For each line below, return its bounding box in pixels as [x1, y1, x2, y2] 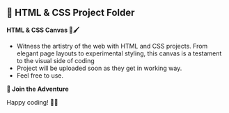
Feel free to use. [16, 71, 64, 80]
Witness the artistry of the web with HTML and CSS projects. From [16, 42, 208, 50]
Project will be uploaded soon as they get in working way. [16, 64, 182, 72]
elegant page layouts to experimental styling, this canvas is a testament [16, 49, 222, 58]
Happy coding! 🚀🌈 [6, 98, 58, 106]
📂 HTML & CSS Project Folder [6, 7, 135, 19]
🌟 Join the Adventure [6, 85, 69, 93]
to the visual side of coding [16, 56, 95, 64]
